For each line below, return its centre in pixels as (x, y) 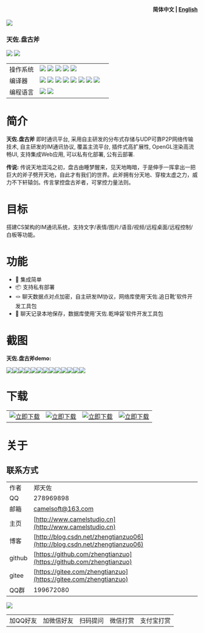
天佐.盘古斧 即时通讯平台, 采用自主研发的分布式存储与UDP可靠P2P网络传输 (100, 139)
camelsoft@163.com (63, 509)
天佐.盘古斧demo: (29, 359)
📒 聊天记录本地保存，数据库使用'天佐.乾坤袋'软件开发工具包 (89, 314)
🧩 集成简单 (28, 280)
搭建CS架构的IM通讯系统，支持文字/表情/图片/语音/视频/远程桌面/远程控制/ (100, 227)
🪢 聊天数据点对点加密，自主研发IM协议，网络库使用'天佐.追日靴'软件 (101, 297)
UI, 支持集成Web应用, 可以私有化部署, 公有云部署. (73, 154)
